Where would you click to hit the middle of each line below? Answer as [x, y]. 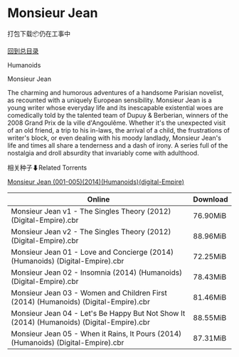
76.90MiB [210, 216]
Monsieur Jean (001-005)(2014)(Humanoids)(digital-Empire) [96, 182]
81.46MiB [210, 297]
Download [211, 199]
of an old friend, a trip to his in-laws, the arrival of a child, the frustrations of [118, 130]
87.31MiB [210, 338]
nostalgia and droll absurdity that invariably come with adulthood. [103, 153]
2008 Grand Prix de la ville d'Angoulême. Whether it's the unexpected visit [117, 123]
